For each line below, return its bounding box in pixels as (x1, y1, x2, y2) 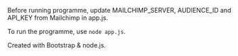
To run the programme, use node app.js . (7, 28, 126, 35)
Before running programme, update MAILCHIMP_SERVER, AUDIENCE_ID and (7, 6, 232, 14)
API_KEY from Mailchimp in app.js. (7, 13, 109, 22)
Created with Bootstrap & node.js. (7, 41, 107, 49)
